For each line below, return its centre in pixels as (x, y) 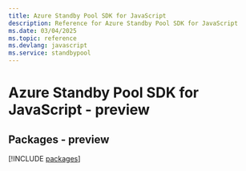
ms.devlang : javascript (48, 46)
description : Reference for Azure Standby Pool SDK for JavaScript (123, 23)
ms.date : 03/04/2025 (43, 31)
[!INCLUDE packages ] (44, 159)
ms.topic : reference (43, 38)
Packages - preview (59, 139)
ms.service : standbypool (50, 53)
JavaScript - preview (79, 110)
